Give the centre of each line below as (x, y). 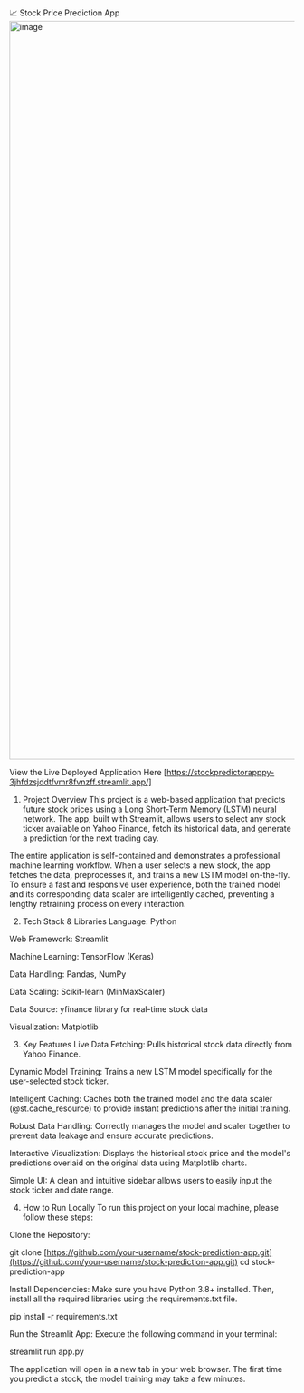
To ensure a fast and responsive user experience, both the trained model (145, 884)
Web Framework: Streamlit (59, 939)
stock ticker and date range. (62, 1190)
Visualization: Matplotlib (54, 1027)
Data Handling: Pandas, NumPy (68, 974)
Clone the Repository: (50, 1235)
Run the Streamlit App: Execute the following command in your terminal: (143, 1334)
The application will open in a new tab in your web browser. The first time (146, 1369)
